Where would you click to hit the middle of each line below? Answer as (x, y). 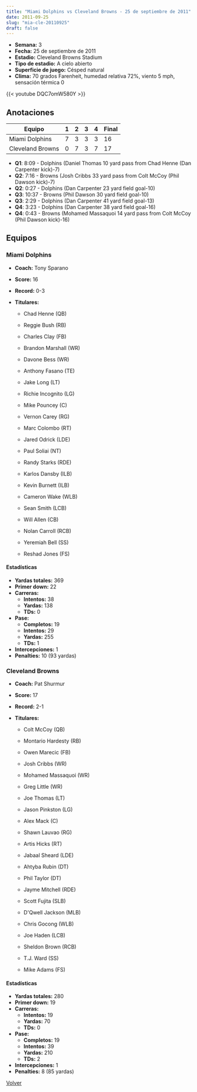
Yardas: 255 (39, 637)
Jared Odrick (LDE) (47, 439)
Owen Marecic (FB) (47, 753)
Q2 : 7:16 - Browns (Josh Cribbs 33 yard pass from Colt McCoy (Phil (97, 176)
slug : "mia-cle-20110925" (38, 22)
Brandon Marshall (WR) (52, 348)
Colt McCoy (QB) (44, 730)
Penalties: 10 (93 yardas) (45, 655)
